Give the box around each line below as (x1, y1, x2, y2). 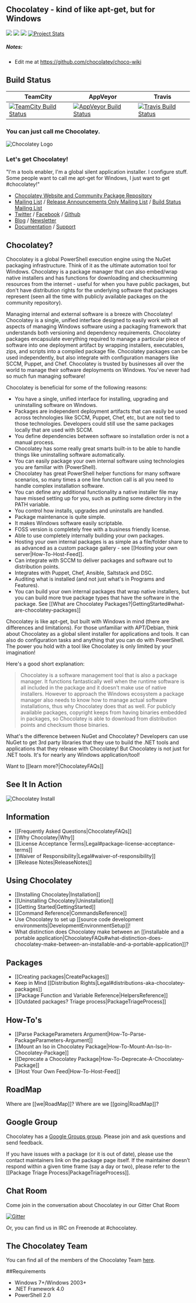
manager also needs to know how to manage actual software (20, 697, 167, 704)
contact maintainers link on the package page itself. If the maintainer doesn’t (6, 1156, 190, 1163)
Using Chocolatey (6, 875, 73, 885)
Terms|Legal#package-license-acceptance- (69, 840, 176, 847)
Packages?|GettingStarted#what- (104, 601, 185, 607)
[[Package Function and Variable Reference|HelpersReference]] (14, 992, 168, 999)
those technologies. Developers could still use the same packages (14, 420, 174, 427)
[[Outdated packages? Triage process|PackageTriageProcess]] (14, 998, 166, 1005)
